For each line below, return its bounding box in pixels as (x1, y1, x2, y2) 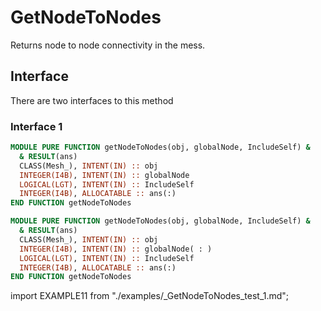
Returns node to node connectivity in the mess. (10, 39, 206, 51)
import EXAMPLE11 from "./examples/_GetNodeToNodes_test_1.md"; (10, 290, 290, 302)
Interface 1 (10, 119, 63, 133)
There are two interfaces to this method (10, 94, 174, 106)
